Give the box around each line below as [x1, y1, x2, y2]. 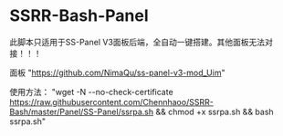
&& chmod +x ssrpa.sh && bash [154, 106, 274, 117]
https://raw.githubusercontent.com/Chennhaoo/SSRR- [9, 96, 215, 107]
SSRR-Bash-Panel [9, 5, 149, 26]
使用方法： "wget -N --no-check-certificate [9, 86, 173, 97]
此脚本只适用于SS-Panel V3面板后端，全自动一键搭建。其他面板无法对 [9, 36, 274, 47]
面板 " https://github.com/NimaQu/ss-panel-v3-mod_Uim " [9, 67, 225, 78]
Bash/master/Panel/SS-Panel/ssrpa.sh [9, 106, 153, 117]
